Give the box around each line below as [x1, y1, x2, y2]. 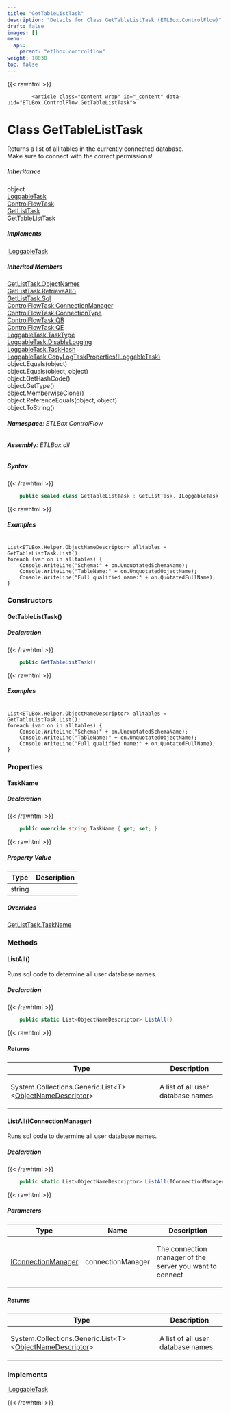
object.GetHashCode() [7, 374, 71, 383]
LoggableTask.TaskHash [7, 346, 76, 354]
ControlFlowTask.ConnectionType [7, 309, 102, 317]
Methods [7, 938, 38, 947]
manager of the [156, 1253, 207, 1262]
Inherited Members [7, 263, 63, 271]
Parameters [7, 1206, 42, 1214]
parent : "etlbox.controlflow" [19, 49, 106, 56]
